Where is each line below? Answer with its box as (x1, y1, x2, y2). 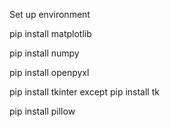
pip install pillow (9, 105, 76, 117)
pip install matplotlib (9, 28, 92, 39)
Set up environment (9, 9, 91, 20)
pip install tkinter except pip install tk (9, 86, 160, 98)
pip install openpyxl (9, 67, 90, 78)
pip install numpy (9, 47, 80, 59)
